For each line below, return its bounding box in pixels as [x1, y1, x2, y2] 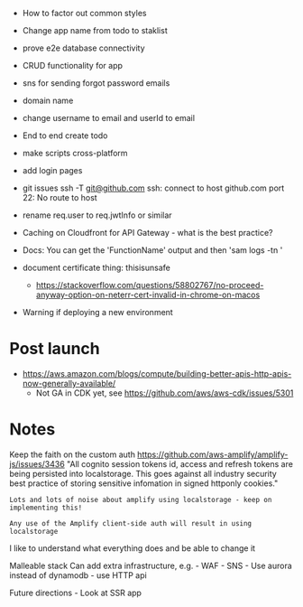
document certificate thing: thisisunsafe [22, 262, 171, 273]
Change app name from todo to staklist [22, 25, 169, 35]
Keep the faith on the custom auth [9, 449, 135, 460]
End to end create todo [22, 130, 108, 141]
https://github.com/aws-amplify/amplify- [136, 449, 289, 460]
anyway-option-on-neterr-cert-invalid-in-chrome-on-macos [35, 289, 261, 300]
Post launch [9, 339, 101, 360]
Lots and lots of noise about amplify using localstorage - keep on [9, 495, 272, 504]
